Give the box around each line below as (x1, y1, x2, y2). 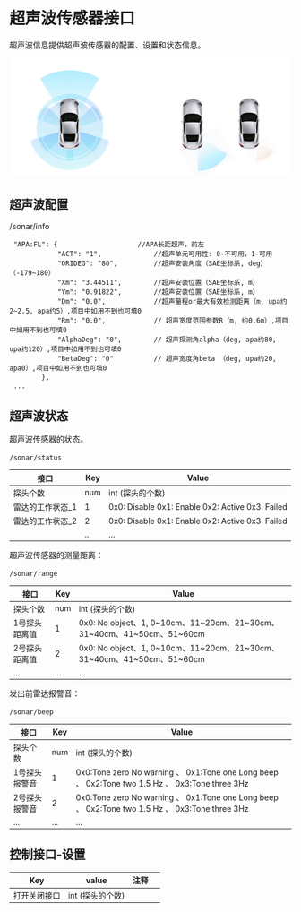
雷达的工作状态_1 (13, 502, 78, 512)
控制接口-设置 (9, 847, 86, 863)
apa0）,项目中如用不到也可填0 (9, 364, 107, 373)
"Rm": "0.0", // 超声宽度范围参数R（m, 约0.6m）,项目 (56, 316, 289, 325)
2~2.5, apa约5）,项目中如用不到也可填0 (9, 306, 142, 316)
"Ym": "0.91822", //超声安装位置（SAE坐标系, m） (56, 288, 260, 297)
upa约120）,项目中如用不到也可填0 (9, 345, 122, 354)
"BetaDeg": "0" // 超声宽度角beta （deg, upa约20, (56, 355, 277, 364)
